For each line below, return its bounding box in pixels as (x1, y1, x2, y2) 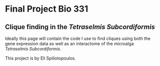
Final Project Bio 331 (5, 3, 88, 15)
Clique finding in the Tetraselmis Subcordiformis (5, 23, 155, 31)
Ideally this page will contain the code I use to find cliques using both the (5, 35, 151, 41)
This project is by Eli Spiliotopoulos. (5, 55, 76, 61)
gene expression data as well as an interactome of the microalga (5, 41, 134, 47)
